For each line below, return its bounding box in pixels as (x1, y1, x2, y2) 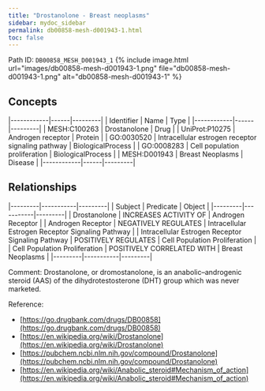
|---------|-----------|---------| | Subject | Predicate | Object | (8, 201, 210, 211)
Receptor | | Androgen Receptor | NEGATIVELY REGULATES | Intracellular (8, 218, 247, 227)
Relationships (8, 181, 77, 194)
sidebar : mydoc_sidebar (8, 19, 87, 27)
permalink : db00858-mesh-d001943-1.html (8, 26, 144, 34)
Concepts (8, 95, 58, 108)
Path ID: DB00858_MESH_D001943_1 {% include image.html (8, 55, 189, 65)
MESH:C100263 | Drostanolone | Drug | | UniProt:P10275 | (47, 124, 236, 134)
